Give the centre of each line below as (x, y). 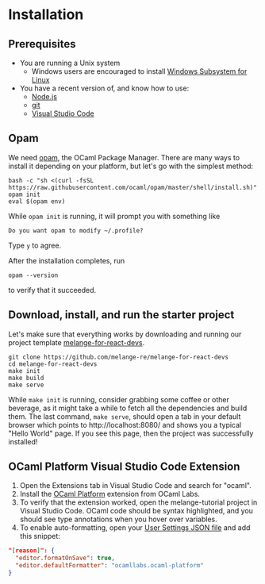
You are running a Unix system (70, 63)
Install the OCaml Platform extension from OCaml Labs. (110, 494)
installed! (23, 441)
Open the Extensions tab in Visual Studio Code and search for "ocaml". (135, 486)
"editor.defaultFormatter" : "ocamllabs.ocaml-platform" (109, 566)
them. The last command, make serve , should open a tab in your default (125, 416)
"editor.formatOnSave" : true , (65, 558)
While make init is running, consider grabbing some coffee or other (119, 399)
